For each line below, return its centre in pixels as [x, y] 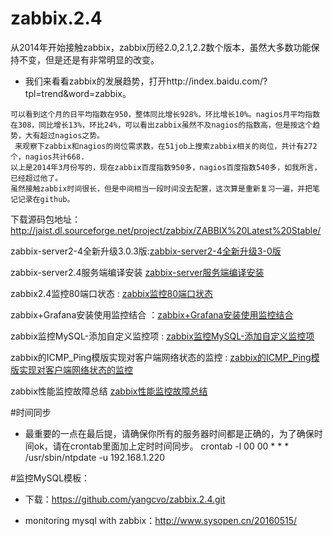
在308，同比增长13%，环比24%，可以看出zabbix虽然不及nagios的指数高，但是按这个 [161, 125]
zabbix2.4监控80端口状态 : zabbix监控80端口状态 [112, 293]
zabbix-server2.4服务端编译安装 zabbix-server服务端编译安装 [137, 272]
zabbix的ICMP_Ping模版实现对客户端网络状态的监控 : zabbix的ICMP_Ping [161, 357]
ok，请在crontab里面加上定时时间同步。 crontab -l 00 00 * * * [161, 446]
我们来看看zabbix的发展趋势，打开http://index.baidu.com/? [146, 81]
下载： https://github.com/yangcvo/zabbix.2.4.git [125, 499]
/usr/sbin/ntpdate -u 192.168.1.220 [94, 457]
